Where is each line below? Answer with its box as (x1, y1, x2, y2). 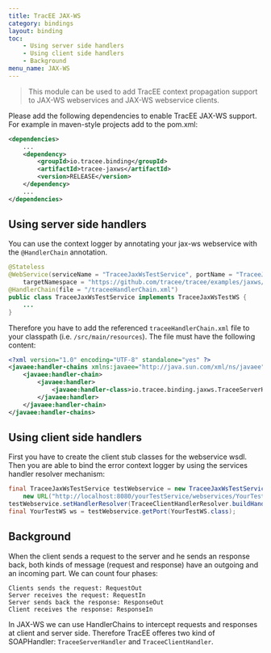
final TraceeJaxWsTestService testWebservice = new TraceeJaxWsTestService (8, 485, 269, 493)
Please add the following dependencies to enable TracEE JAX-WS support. (8, 111, 257, 120)
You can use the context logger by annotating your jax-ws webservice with (8, 239, 258, 249)
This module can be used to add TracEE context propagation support (27, 86, 258, 96)
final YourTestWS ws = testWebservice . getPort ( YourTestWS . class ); (8, 508, 236, 516)
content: (8, 340, 36, 350)
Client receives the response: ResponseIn (8, 605, 153, 613)
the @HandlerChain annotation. (8, 247, 107, 257)
